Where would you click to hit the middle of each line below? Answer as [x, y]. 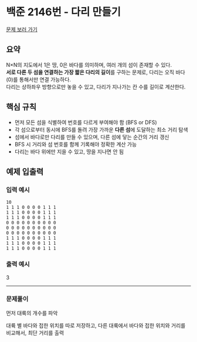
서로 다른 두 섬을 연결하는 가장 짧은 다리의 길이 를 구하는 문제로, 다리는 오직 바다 [96, 72]
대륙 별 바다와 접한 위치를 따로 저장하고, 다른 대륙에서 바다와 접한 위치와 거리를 [96, 325]
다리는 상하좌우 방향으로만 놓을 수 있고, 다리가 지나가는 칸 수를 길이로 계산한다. [96, 87]
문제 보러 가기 [22, 29]
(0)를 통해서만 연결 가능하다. [39, 79]
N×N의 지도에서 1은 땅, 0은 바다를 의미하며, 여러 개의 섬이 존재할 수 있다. [89, 64]
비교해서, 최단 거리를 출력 [35, 333]
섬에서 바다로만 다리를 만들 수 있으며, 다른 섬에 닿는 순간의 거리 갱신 [92, 137]
